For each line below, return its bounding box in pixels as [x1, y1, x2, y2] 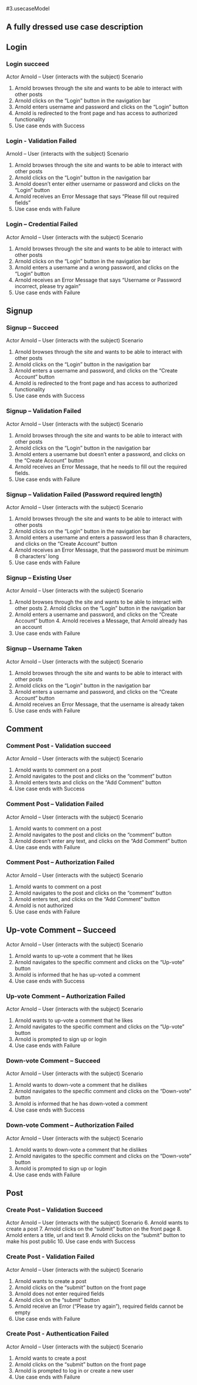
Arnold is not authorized [14, 902, 74, 909]
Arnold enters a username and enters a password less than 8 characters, [14, 533, 192, 541]
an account [14, 624, 42, 631]
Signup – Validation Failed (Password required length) [6, 490, 163, 499]
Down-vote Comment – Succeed [6, 1056, 101, 1064]
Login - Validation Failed [6, 137, 77, 145]
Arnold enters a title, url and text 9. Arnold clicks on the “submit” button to [6, 1232, 185, 1239]
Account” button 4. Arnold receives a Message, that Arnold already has [14, 617, 188, 624]
